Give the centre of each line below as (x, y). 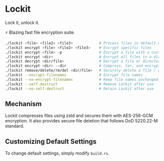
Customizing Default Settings (51, 141)
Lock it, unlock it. (22, 23)
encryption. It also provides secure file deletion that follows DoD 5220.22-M (82, 121)
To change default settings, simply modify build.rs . (57, 153)
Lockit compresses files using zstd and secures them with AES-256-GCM (79, 115)
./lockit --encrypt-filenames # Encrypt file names (74, 75)
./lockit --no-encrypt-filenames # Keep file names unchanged (82, 79)
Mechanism (23, 104)
